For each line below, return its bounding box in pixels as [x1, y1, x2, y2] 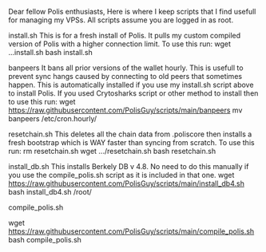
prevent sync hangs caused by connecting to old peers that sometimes [8, 72, 242, 81]
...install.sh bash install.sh [8, 48, 93, 57]
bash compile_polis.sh [8, 235, 82, 244]
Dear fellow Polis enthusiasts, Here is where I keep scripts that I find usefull [8, 7, 256, 16]
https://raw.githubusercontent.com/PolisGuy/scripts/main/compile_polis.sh [8, 226, 255, 236]
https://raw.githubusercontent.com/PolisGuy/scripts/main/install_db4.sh [8, 179, 245, 188]
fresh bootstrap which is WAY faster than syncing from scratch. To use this [8, 138, 255, 147]
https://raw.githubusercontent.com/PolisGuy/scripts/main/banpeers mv [8, 105, 243, 115]
